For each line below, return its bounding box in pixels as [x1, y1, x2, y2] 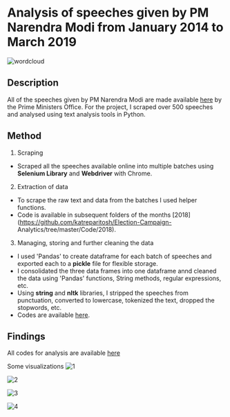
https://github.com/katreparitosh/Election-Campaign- [19, 217, 172, 226]
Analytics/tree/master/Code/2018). [17, 225, 116, 233]
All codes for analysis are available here [7, 349, 121, 357]
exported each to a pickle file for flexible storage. [17, 259, 158, 267]
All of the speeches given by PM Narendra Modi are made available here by [7, 95, 222, 104]
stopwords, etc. [17, 303, 62, 311]
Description [7, 77, 59, 89]
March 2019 [7, 35, 77, 50]
